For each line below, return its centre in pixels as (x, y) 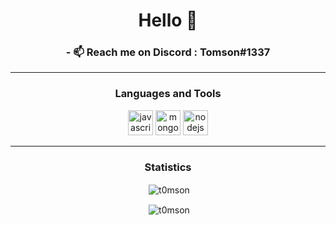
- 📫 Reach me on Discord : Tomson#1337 (168, 52)
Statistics (168, 167)
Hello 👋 (168, 20)
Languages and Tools (168, 94)
